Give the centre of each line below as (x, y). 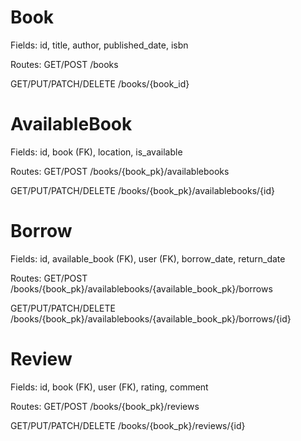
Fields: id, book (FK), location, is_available (96, 152)
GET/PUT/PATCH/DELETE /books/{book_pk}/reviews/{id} (128, 425)
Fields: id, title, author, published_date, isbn (99, 45)
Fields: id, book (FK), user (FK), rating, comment (109, 387)
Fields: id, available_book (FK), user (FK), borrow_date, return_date (148, 258)
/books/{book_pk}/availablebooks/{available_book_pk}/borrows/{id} (151, 318)
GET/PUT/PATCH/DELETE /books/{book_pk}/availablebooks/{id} (143, 190)
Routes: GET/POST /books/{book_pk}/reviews (105, 406)
